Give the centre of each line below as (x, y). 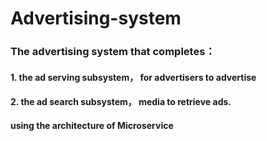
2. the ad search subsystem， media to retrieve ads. (121, 102)
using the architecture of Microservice (92, 125)
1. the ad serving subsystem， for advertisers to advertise (133, 77)
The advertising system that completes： (113, 52)
